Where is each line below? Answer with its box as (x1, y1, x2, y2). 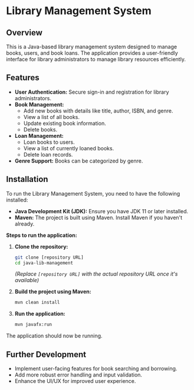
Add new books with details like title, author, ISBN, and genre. (23, 107, 173, 114)
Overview (6, 28, 43, 38)
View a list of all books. (23, 113, 80, 120)
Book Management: (14, 101, 64, 108)
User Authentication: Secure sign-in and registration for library (14, 88, 169, 95)
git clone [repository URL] (14, 255, 84, 260)
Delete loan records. (23, 151, 73, 158)
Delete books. (23, 125, 58, 133)
